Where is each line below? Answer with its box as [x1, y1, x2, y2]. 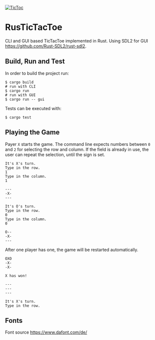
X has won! [5, 273, 27, 278]
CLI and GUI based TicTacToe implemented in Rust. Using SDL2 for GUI [5, 38, 149, 44]
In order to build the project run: [5, 70, 69, 76]
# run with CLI [5, 84, 36, 89]
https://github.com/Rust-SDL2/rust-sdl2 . [5, 43, 87, 49]
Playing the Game [5, 128, 60, 136]
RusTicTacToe [5, 22, 62, 33]
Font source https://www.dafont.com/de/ [5, 329, 87, 335]
